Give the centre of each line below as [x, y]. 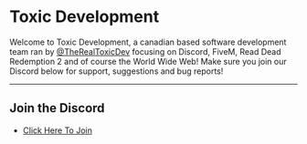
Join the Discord [57, 108]
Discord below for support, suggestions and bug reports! [116, 71]
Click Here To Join [58, 130]
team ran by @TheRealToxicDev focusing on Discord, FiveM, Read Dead [145, 51]
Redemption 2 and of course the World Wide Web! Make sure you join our [148, 61]
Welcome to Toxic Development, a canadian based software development [148, 42]
